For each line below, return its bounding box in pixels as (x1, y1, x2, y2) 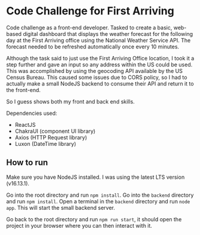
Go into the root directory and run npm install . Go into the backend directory (6, 191, 194, 199)
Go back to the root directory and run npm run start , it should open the (6, 215, 182, 222)
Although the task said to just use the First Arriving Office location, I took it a (6, 54, 195, 62)
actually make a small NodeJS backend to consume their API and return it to (6, 80, 194, 87)
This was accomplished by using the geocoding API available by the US (6, 67, 183, 74)
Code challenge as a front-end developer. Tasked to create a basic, (6, 24, 172, 31)
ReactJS (14, 121, 36, 128)
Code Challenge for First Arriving (6, 4, 175, 18)
